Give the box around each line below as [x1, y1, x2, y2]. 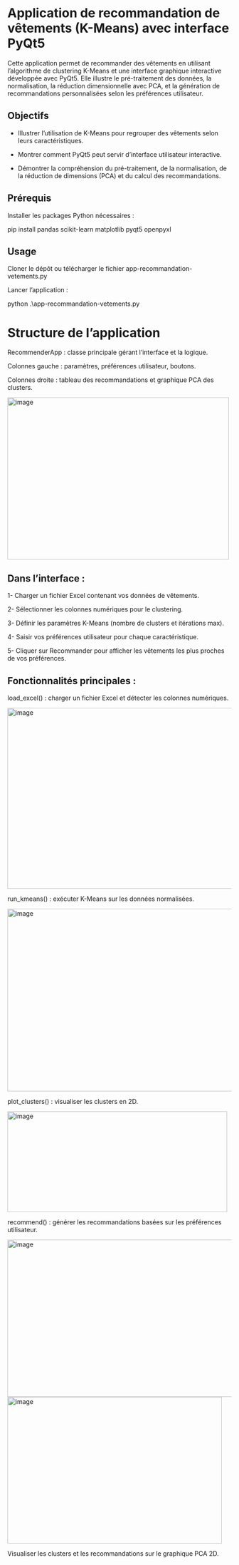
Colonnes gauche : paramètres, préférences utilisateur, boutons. [7, 362, 196, 371]
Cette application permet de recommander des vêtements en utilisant [7, 58, 211, 67]
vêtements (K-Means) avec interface [7, 20, 230, 36]
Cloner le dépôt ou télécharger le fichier [7, 264, 124, 273]
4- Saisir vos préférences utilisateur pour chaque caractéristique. [7, 633, 199, 641]
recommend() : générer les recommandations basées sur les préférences [7, 1217, 222, 1226]
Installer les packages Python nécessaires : [7, 211, 134, 219]
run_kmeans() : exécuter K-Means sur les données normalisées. [7, 894, 194, 903]
